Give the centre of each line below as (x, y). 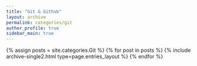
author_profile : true (33, 28)
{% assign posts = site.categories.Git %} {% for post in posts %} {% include (98, 50)
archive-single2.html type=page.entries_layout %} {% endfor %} (85, 57)
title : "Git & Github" (34, 11)
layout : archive (26, 17)
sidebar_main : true (30, 34)
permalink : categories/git (39, 22)
